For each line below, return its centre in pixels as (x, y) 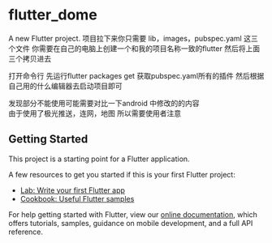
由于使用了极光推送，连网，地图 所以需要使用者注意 (95, 113)
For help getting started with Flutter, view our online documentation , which (133, 214)
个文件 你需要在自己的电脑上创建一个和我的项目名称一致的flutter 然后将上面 (134, 48)
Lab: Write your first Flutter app (73, 190)
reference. (26, 232)
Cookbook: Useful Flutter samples (77, 198)
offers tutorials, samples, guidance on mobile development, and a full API (131, 223)
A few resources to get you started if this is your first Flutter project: (122, 174)
